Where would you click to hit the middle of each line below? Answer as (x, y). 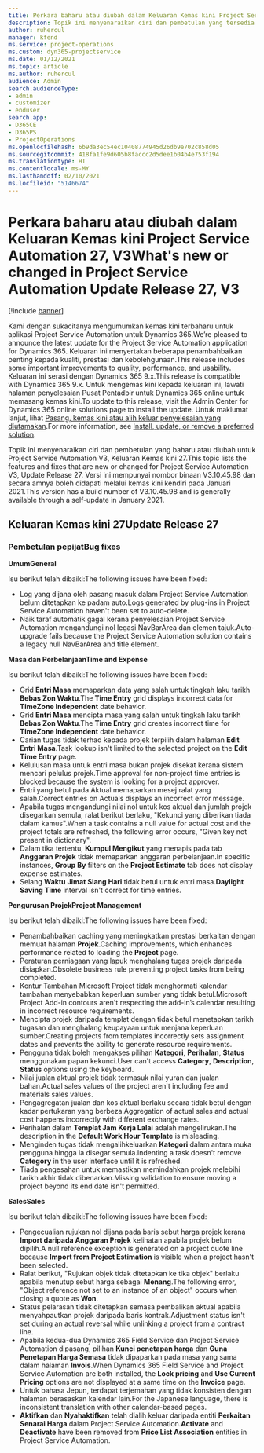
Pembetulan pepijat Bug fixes (64, 547)
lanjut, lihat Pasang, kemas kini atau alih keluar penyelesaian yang (115, 418)
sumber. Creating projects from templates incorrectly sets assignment (132, 1036)
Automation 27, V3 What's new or (119, 255)
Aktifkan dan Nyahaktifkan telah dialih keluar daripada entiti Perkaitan (135, 1415)
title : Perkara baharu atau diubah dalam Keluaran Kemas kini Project (126, 15)
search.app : (27, 118)
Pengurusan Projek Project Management (75, 906)
